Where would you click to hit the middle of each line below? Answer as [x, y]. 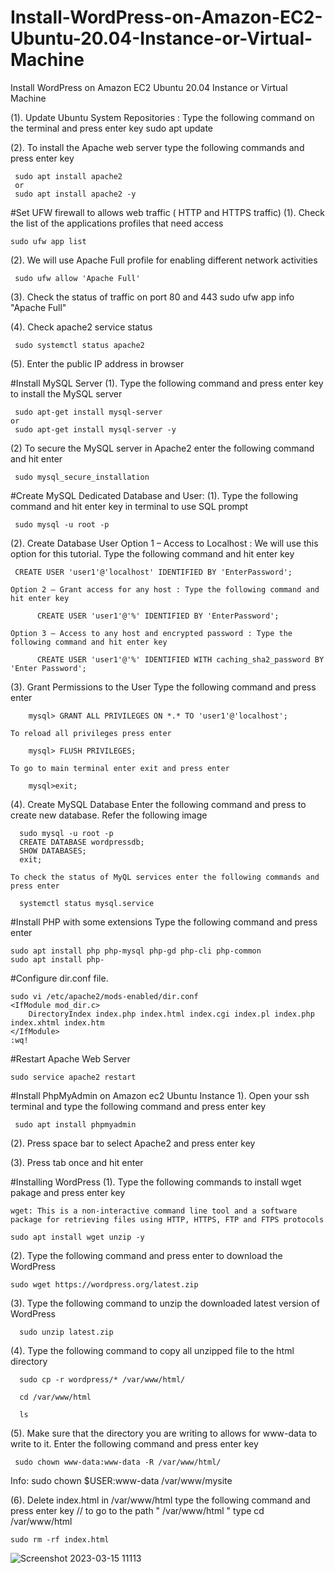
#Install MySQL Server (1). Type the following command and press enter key [167, 383]
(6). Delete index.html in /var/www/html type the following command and [160, 1500]
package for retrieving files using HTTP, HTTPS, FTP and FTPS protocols [167, 1219]
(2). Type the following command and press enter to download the [146, 1255]
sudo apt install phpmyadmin [75, 1124]
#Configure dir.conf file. [59, 978]
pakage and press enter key [68, 1192]
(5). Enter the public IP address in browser [97, 363]
